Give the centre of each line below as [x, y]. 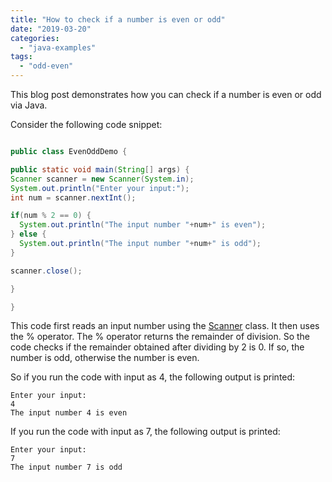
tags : [21, 57]
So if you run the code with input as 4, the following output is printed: [153, 377]
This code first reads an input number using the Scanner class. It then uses [165, 326]
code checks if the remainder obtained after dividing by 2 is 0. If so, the [157, 347]
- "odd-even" [46, 66]
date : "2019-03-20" [51, 29]
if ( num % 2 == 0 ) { [51, 216]
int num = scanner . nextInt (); [73, 197]
